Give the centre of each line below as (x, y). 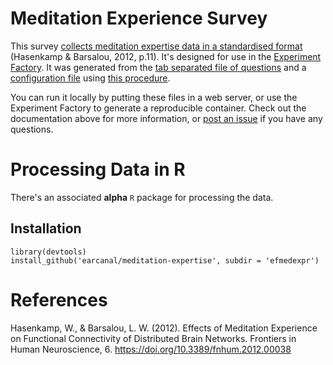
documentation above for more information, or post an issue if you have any (166, 118)
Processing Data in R (98, 169)
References (59, 299)
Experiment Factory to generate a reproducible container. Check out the (158, 108)
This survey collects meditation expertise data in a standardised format (156, 46)
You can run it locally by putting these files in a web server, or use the (154, 97)
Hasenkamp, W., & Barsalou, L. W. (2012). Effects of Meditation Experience (164, 328)
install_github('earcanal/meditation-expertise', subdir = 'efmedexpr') (165, 260)
